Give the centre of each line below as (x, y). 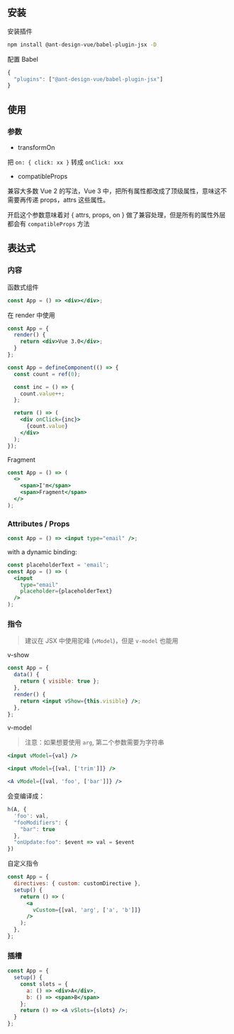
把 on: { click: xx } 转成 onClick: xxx (66, 162)
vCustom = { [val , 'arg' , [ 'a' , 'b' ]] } (87, 910)
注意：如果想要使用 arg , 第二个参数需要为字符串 (94, 742)
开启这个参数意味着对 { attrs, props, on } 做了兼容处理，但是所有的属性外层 (116, 215)
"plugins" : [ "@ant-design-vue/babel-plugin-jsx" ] (88, 79)
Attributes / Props (39, 524)
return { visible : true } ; (60, 681)
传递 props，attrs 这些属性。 (68, 200)
